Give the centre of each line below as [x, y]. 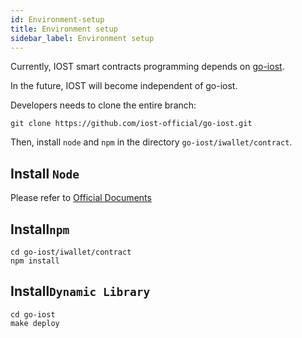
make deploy [35, 323]
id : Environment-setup [57, 19]
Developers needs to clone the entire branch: [103, 105]
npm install [35, 261]
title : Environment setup [64, 29]
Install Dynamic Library [80, 291]
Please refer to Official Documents [81, 198]
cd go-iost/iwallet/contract [71, 252]
